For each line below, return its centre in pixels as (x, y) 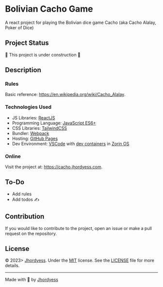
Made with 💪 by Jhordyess (32, 280)
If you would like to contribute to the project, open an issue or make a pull (78, 228)
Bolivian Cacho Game (49, 9)
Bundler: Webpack (31, 133)
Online (13, 156)
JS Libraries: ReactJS (33, 117)
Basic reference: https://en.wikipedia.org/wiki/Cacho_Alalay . (65, 95)
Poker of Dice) (19, 27)
